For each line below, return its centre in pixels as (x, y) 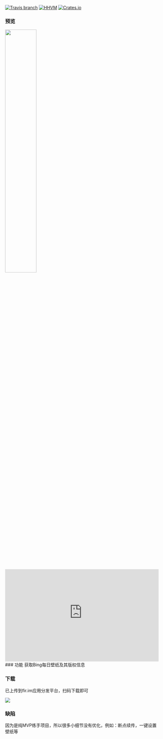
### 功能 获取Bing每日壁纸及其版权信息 (45, 665)
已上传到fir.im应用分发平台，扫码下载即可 (47, 690)
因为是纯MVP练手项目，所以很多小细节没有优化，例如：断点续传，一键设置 (81, 725)
